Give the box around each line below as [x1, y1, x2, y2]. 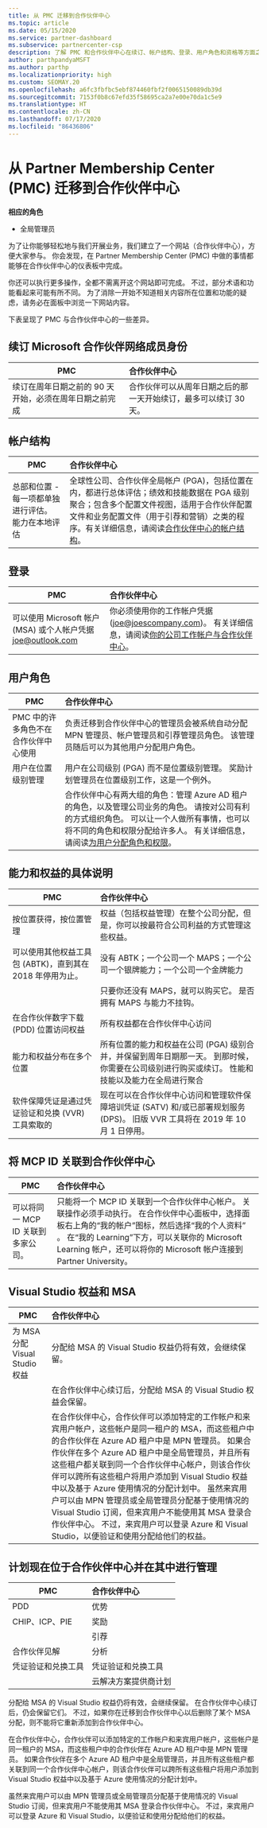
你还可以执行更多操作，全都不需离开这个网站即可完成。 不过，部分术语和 [8, 278, 247, 287]
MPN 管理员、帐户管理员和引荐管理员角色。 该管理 [64, 729, 255, 741]
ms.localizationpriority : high [8, 71, 112, 79]
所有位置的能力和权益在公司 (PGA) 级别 [99, 1039, 246, 1050]
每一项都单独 [12, 493, 61, 504]
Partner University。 [56, 1255, 133, 1266]
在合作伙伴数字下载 [12, 1012, 85, 1023]
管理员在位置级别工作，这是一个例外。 [72, 774, 216, 785]
